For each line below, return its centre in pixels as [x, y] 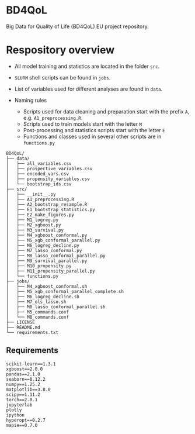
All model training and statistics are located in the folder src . [87, 66]
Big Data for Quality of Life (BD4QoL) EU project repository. [77, 26]
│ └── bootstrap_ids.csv [39, 184]
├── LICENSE [20, 322]
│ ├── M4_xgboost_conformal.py [47, 235]
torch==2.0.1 [22, 399]
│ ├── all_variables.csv [39, 163]
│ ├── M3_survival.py [35, 230]
